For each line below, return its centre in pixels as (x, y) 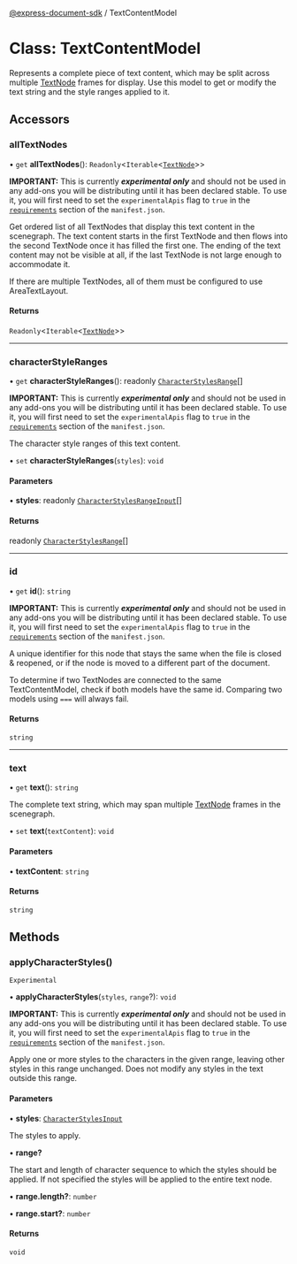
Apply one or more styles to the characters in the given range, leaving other (147, 1060)
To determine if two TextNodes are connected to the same (115, 679)
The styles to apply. (45, 1135)
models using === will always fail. (69, 699)
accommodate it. (40, 264)
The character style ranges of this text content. (95, 444)
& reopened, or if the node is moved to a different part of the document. (140, 663)
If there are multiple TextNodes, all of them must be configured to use (136, 281)
